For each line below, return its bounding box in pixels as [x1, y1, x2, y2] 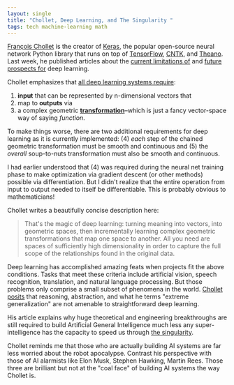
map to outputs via [17, 99, 73, 107]
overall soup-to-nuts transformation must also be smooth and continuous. [7, 149, 220, 158]
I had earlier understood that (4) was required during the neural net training [7, 163, 224, 172]
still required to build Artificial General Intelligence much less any [7, 321, 194, 329]
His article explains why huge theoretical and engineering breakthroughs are [7, 313, 228, 322]
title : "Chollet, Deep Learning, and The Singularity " [7, 17, 173, 24]
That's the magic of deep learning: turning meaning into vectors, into [24, 220, 223, 228]
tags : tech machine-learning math [7, 23, 108, 30]
